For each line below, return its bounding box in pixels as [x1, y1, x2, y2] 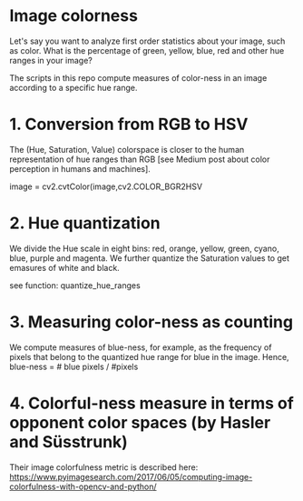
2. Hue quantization [9, 213, 161, 234]
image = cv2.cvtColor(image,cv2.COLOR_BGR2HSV [9, 181, 202, 192]
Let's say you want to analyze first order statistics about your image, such [9, 35, 286, 46]
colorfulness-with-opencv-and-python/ [9, 481, 157, 492]
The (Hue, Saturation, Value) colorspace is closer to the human [9, 144, 245, 155]
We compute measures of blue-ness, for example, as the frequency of [9, 342, 272, 353]
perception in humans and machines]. [9, 163, 151, 174]
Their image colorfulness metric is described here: [9, 461, 199, 473]
